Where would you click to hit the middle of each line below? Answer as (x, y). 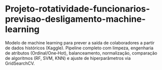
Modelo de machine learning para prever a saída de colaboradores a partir (80, 42)
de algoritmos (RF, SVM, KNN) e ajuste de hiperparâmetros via (68, 58)
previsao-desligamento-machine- (75, 19)
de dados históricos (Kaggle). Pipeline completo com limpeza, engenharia (79, 48)
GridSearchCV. (20, 63)
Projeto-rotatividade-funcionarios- (78, 9)
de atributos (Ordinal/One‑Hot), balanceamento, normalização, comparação (81, 53)
